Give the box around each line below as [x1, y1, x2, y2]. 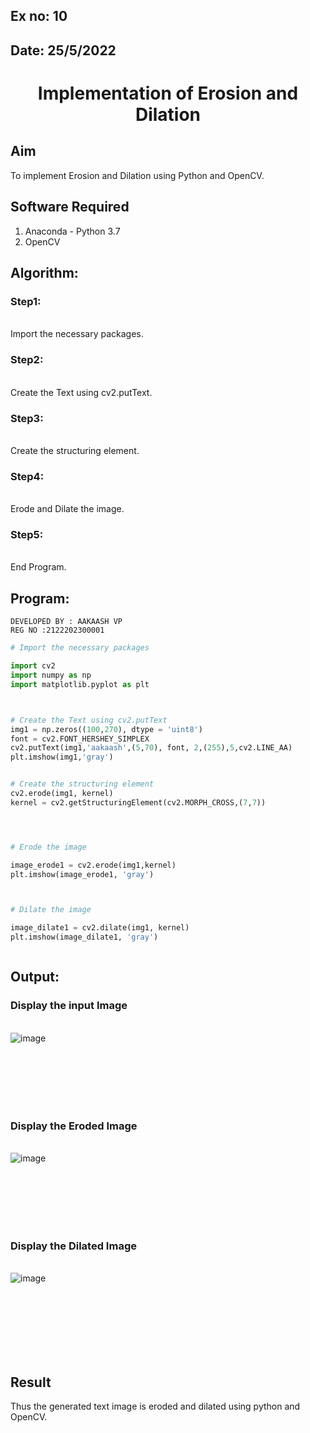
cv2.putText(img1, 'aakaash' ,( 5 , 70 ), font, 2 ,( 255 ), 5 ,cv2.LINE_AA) [10, 743, 293, 753]
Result [10, 1374, 52, 1391]
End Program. [10, 561, 67, 573]
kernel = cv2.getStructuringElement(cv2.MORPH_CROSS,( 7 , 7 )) [10, 797, 267, 808]
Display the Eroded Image [10, 1119, 138, 1133]
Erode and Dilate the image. [10, 503, 125, 515]
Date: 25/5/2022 [10, 42, 117, 59]
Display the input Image [10, 999, 128, 1013]
